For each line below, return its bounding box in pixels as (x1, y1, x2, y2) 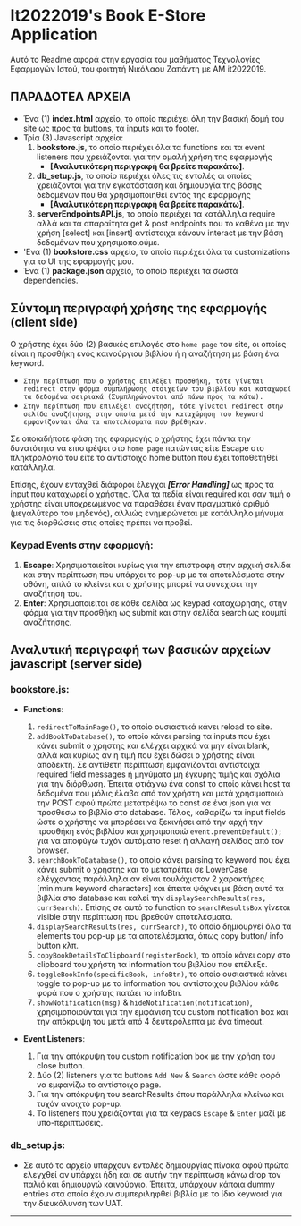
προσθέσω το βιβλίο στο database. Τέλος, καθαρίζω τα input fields (36, 806, 286, 817)
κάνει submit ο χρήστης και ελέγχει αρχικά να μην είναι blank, (36, 740, 271, 751)
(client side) (10, 315, 79, 330)
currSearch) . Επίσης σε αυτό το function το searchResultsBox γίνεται (36, 901, 291, 913)
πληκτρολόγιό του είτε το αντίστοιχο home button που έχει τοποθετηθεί (10, 452, 278, 463)
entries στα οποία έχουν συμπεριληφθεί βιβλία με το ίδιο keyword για (22, 1188, 283, 1199)
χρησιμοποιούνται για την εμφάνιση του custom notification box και (36, 1006, 288, 1017)
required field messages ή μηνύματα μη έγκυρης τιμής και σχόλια (36, 769, 280, 779)
